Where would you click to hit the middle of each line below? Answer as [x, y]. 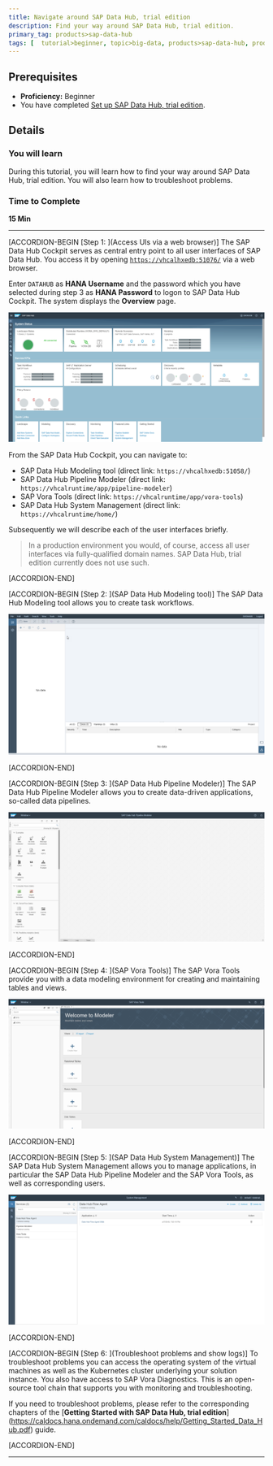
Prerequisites [43, 77]
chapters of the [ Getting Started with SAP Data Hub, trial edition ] [119, 1412]
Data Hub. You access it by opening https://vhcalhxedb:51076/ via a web [132, 259]
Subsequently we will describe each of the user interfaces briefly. [119, 530]
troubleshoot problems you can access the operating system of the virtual [132, 1362]
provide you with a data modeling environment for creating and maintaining [134, 979]
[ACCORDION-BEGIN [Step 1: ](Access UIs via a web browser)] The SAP [129, 242]
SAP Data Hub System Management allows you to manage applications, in [132, 1166]
